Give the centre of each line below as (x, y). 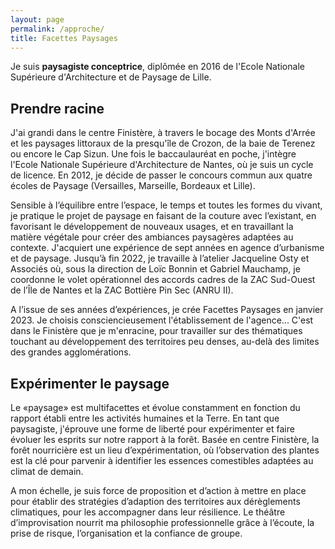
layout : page (37, 19)
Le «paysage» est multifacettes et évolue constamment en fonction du (155, 407)
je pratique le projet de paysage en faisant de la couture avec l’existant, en (163, 216)
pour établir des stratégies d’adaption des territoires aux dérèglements (155, 501)
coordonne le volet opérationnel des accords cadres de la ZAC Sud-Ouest (163, 280)
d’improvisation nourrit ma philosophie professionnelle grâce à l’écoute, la (162, 522)
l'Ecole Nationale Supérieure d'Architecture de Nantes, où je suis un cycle (162, 165)
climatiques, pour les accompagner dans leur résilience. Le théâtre (148, 512)
